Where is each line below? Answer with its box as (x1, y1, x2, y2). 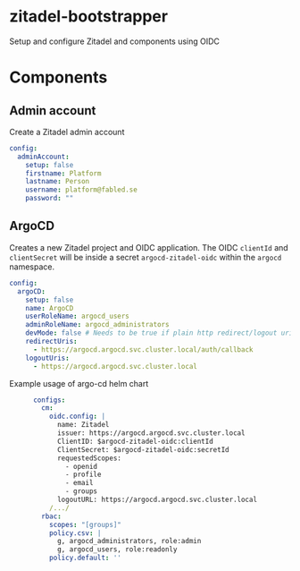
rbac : (41, 512, 62, 521)
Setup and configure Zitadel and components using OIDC (9, 36, 221, 47)
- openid (65, 462, 98, 471)
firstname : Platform (25, 168, 102, 178)
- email (65, 479, 94, 488)
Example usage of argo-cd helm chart (9, 378, 149, 388)
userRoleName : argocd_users (25, 311, 129, 321)
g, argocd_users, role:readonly (56, 545, 178, 554)
